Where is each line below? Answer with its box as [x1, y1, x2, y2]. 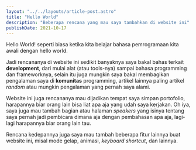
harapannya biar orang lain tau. [16, 120, 91, 127]
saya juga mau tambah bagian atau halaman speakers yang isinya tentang [6, 107, 184, 114]
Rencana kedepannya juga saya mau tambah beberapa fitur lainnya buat [6, 131, 181, 138]
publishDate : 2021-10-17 [6, 25, 67, 31]
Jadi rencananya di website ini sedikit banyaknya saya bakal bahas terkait [6, 59, 184, 66]
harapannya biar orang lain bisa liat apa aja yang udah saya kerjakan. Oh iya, [6, 101, 191, 108]
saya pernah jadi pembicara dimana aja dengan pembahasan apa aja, [6, 114, 173, 121]
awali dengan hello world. [6, 47, 68, 54]
